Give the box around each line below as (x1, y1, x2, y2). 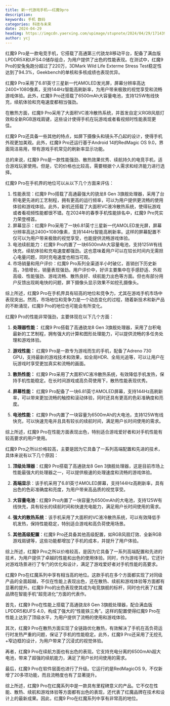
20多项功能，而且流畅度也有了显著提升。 (14, 672, 100, 678)
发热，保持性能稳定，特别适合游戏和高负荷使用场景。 (17, 520, 128, 527)
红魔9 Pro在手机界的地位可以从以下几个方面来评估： (5, 180, 114, 186)
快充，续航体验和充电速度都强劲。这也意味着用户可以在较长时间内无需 (12, 248, 159, 254)
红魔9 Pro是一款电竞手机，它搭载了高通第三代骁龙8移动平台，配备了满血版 (5, 50, 161, 56)
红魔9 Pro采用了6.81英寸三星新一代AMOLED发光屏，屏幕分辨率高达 (5, 80, 146, 86)
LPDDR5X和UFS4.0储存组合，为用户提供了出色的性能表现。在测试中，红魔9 (5, 56, 163, 62)
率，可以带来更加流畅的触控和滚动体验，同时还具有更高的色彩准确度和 (12, 395, 159, 401)
